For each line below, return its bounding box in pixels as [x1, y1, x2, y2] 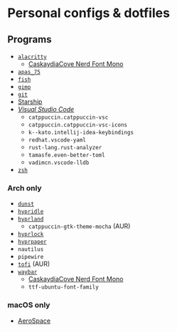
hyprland [17, 215, 44, 223]
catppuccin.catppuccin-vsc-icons [28, 122, 128, 129]
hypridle [17, 208, 44, 215]
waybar [17, 269, 38, 276]
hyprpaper [17, 238, 48, 246]
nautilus [17, 246, 44, 253]
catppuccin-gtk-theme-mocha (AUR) [28, 222, 131, 230]
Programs [7, 33, 52, 45]
